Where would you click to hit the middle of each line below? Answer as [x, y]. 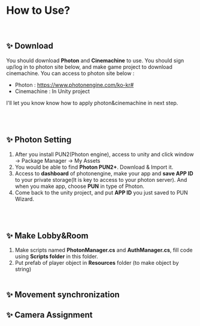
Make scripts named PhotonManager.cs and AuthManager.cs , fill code [104, 250]
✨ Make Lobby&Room [47, 236]
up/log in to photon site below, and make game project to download [89, 67]
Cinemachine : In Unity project [52, 91]
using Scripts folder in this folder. [56, 256]
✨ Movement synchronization [63, 294]
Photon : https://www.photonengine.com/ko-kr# [74, 85]
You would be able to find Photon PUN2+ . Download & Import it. [94, 167]
